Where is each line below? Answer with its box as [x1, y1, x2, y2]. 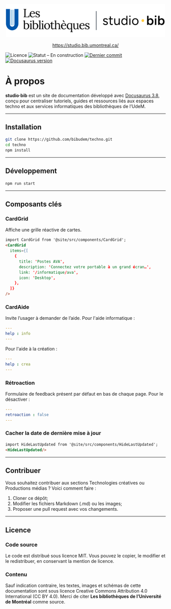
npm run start [5, 181, 36, 186]
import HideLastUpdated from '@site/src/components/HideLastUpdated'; [5, 442, 158, 447]
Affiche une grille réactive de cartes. [5, 227, 82, 233]
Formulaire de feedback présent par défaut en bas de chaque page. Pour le [5, 390, 164, 397]
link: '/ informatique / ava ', [18, 270, 79, 275]
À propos [5, 75, 45, 87]
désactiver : [5, 396, 30, 402]
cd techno [5, 142, 26, 147]
